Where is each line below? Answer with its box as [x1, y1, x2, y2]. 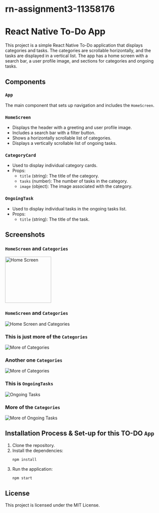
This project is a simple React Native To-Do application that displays [5, 42, 143, 48]
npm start [12, 476, 33, 480]
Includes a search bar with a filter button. [12, 130, 96, 136]
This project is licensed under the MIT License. [5, 502, 100, 508]
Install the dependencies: [12, 447, 64, 453]
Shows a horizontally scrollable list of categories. [12, 135, 112, 141]
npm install [12, 457, 37, 462]
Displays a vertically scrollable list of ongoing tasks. [12, 140, 117, 146]
